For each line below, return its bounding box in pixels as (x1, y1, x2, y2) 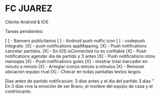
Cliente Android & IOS (5, 19, 49, 25)
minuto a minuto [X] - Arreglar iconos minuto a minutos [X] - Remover (5, 64, 145, 69)
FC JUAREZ (5, 3, 53, 14)
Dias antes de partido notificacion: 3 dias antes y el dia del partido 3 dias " (5, 78, 154, 84)
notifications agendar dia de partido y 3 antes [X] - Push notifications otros (5, 53, 156, 59)
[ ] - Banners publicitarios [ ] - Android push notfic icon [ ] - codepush (5, 37, 145, 44)
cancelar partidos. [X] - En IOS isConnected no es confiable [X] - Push (5, 48, 147, 54)
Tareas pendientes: (5, 28, 44, 34)
